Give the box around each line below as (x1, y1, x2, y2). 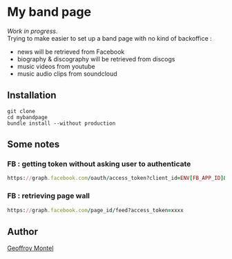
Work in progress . (7, 27, 58, 35)
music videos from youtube (17, 62, 95, 70)
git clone (7, 107, 36, 114)
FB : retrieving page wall (7, 191, 90, 200)
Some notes (7, 138, 60, 150)
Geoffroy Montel (7, 244, 54, 252)
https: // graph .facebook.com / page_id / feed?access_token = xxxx (7, 207, 184, 214)
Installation (7, 90, 57, 101)
